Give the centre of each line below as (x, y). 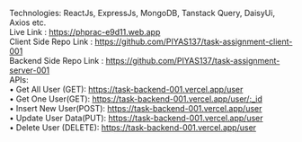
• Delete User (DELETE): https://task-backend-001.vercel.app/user (133, 128)
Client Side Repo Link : (51, 41)
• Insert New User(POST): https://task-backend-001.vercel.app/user (136, 108)
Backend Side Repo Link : (57, 61)
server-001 (30, 70)
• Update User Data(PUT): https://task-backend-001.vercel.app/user (136, 118)
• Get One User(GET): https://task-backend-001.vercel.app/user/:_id (136, 99)
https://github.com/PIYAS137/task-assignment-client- (194, 41)
